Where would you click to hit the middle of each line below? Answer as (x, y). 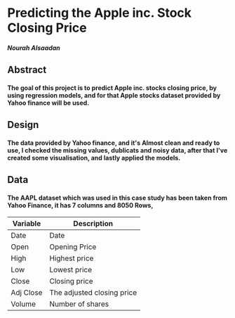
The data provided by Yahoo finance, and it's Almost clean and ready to (114, 143)
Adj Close (27, 293)
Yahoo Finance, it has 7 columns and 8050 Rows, (80, 205)
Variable (27, 224)
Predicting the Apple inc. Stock (99, 13)
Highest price (71, 258)
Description (93, 224)
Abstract (27, 70)
